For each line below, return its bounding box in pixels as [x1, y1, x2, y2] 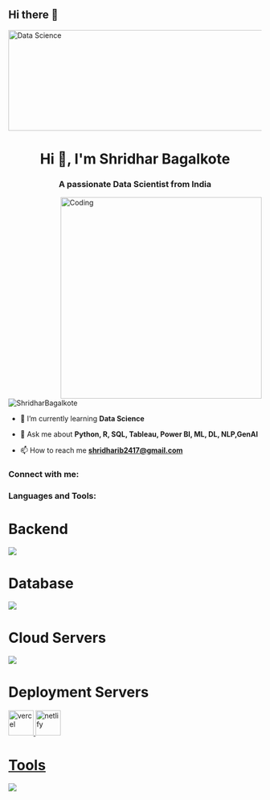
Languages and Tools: [8, 491, 96, 502]
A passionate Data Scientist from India [59, 178, 211, 189]
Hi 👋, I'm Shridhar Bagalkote [39, 150, 231, 168]
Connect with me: [8, 469, 80, 480]
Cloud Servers [8, 629, 107, 647]
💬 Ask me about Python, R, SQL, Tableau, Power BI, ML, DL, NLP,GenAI [19, 429, 259, 439]
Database [8, 574, 74, 593]
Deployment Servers [8, 683, 149, 702]
